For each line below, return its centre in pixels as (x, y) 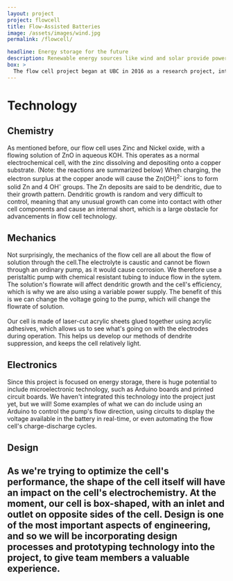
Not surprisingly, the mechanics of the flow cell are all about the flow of (109, 254)
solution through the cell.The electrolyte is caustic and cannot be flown (109, 262)
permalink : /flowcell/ (40, 40)
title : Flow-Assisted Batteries (54, 26)
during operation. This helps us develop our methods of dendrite (100, 336)
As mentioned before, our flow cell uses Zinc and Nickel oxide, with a (106, 148)
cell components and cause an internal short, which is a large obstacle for (113, 209)
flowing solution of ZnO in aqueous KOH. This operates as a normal (103, 155)
